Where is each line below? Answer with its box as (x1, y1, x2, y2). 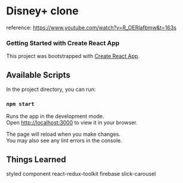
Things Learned (6, 154, 67, 164)
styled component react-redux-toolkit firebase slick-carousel (6, 170, 156, 178)
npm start (6, 100, 35, 107)
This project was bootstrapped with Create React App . (6, 53, 140, 60)
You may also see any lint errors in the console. (6, 137, 122, 144)
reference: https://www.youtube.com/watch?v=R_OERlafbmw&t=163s (6, 24, 177, 31)
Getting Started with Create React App (6, 39, 120, 47)
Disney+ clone (6, 4, 79, 18)
